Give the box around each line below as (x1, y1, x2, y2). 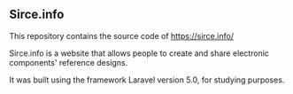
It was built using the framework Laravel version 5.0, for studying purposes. (9, 74, 285, 85)
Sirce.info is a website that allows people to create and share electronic (9, 48, 270, 59)
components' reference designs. (9, 57, 128, 67)
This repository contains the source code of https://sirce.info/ (9, 30, 235, 41)
